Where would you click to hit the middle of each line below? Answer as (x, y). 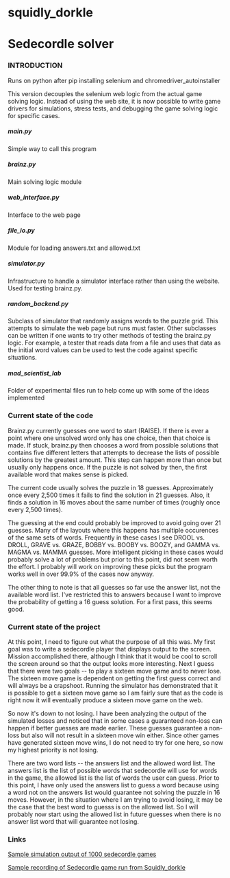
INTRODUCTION (35, 65)
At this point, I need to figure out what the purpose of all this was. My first (112, 642)
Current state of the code (51, 415)
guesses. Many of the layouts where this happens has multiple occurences (113, 530)
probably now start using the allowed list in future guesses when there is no (115, 814)
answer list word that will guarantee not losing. (74, 822)
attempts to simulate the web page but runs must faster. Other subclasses (112, 328)
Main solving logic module (45, 182)
